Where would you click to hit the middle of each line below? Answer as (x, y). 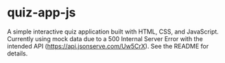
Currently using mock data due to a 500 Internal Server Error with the (105, 38)
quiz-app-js (42, 13)
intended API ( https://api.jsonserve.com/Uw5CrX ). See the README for (108, 46)
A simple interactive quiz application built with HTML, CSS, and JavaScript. (113, 32)
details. (17, 53)
